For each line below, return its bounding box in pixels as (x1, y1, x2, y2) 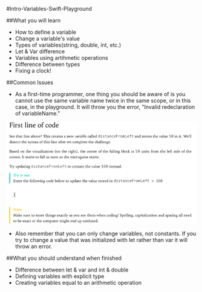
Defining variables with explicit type (15, 272, 105, 280)
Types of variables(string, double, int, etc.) (15, 42, 122, 48)
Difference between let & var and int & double (15, 266, 129, 273)
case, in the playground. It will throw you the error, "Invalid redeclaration (15, 103, 195, 111)
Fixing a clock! (15, 67, 51, 74)
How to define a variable (15, 28, 77, 36)
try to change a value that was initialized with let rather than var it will (15, 236, 187, 244)
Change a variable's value (15, 35, 80, 42)
